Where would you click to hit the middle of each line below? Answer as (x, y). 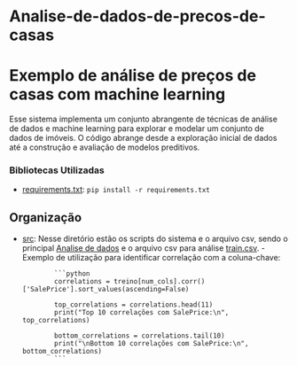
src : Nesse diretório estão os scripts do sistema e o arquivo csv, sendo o (155, 239)
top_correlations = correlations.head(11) (134, 305)
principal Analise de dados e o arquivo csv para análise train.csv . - (144, 248)
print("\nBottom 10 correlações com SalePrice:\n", (152, 344)
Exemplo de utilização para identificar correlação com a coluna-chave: (151, 258)
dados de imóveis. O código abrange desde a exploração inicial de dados (143, 138)
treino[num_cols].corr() (160, 282)
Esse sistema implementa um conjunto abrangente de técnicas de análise (143, 119)
